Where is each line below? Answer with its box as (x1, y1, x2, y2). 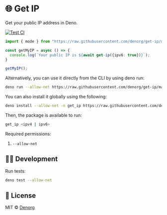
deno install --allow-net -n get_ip (5, 103, 81, 108)
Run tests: (5, 168, 26, 174)
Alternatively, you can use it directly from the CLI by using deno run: (5, 75, 145, 81)
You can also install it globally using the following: (5, 94, 107, 100)
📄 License (5, 192, 36, 200)
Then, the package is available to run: (5, 112, 82, 118)
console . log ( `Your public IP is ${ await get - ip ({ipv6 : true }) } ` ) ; (9, 53, 150, 58)
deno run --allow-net (5, 85, 50, 90)
